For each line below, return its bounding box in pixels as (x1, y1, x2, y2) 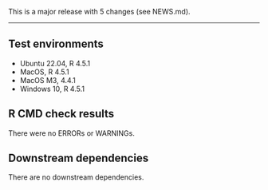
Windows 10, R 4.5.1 (19, 84, 85, 93)
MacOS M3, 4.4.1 (19, 75, 76, 85)
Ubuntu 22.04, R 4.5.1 (19, 58, 91, 68)
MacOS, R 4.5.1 (19, 67, 69, 77)
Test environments (8, 38, 104, 51)
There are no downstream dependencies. (8, 172, 144, 182)
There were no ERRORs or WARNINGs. (8, 128, 136, 138)
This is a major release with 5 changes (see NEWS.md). (8, 7, 191, 16)
